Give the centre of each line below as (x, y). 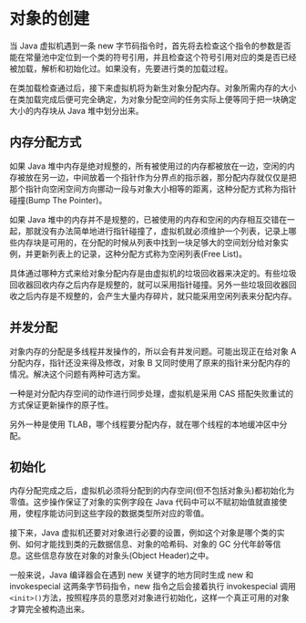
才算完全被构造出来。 (49, 609)
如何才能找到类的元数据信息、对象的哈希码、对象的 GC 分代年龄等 (149, 545)
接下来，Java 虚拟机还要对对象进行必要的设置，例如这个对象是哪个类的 (143, 533)
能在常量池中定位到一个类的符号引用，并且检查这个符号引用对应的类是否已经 (153, 57)
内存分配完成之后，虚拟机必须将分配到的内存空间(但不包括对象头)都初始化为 (152, 491)
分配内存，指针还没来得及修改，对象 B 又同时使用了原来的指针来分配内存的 (150, 362)
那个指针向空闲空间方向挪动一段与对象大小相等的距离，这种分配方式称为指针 (153, 189)
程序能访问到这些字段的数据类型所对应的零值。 (121, 514)
